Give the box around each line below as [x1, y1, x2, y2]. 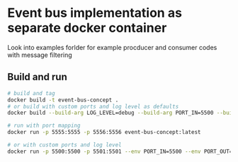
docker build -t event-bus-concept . [7, 96, 119, 104]
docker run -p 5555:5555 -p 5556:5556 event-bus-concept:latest [7, 129, 201, 136]
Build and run [7, 71, 67, 83]
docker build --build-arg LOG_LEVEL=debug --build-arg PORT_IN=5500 [7, 109, 214, 117]
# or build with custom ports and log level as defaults [7, 103, 179, 110]
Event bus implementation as [7, 5, 183, 21]
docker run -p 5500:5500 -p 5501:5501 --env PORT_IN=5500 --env [7, 148, 201, 155]
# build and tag [7, 89, 55, 96]
